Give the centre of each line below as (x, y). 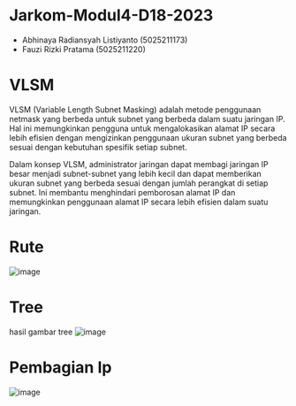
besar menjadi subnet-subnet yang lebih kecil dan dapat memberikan (136, 173)
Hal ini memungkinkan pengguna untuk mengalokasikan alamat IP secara (142, 128)
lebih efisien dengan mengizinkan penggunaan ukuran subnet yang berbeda (148, 137)
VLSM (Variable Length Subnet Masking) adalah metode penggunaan (135, 109)
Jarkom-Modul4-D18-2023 (111, 15)
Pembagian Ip (61, 367)
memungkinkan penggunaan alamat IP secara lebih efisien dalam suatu (139, 202)
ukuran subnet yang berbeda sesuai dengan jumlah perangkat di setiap (139, 183)
